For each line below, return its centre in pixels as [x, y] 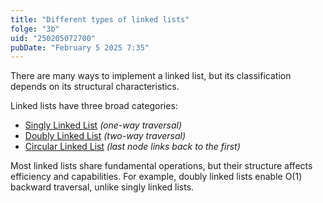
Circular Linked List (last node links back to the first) [132, 147]
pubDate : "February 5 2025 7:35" [80, 47]
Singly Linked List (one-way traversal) [103, 125]
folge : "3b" [35, 29]
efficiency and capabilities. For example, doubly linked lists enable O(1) [156, 177]
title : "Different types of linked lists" [100, 19]
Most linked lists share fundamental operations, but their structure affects [161, 166]
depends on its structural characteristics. [95, 87]
